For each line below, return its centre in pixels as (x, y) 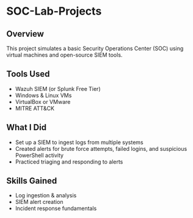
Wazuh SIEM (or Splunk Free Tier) (58, 89)
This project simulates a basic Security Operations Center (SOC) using (95, 48)
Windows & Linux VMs (43, 95)
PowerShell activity (39, 155)
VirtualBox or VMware (43, 101)
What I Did (27, 127)
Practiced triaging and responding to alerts (69, 162)
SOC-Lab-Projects (54, 11)
